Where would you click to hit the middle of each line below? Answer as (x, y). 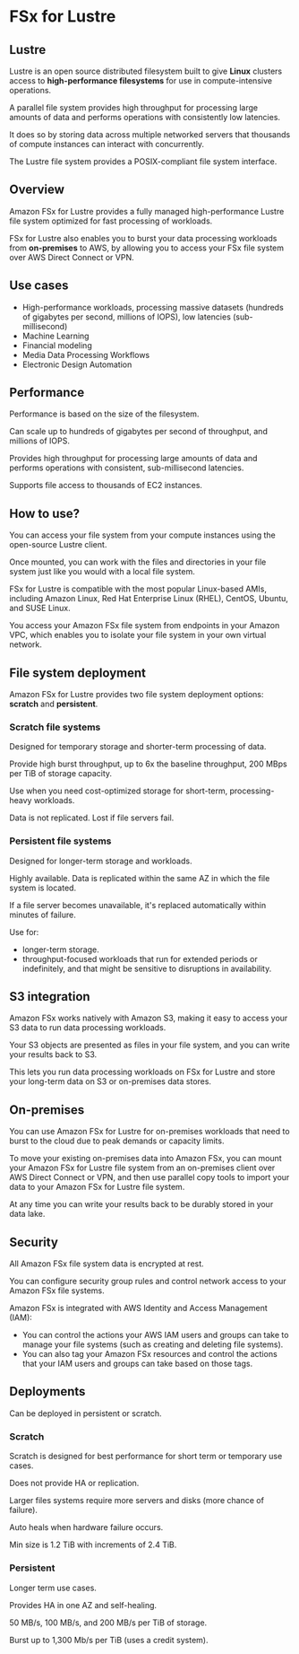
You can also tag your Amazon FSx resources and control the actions (149, 1354)
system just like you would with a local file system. (102, 572)
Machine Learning (56, 336)
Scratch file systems (55, 727)
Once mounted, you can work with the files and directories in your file (138, 562)
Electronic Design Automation (77, 364)
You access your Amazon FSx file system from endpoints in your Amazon (145, 626)
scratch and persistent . (54, 704)
